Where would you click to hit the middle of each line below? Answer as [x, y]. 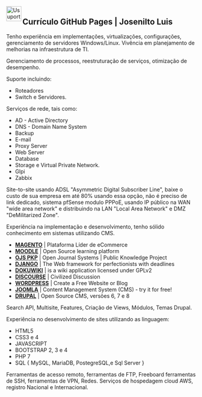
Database [27, 158]
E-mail [23, 139]
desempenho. [23, 67]
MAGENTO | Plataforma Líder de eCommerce [71, 245]
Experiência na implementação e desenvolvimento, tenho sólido [85, 226]
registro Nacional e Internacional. [47, 387]
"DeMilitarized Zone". [32, 215]
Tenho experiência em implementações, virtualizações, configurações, [94, 36]
